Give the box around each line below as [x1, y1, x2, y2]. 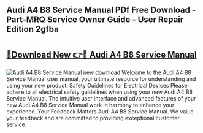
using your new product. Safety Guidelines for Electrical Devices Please [6, 82, 188, 89]
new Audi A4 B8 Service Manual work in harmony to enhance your [6, 101, 175, 108]
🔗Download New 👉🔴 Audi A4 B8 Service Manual [6, 49, 197, 60]
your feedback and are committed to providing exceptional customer [6, 115, 180, 121]
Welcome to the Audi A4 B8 [121, 69, 192, 76]
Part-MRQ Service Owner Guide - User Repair [6, 15, 184, 25]
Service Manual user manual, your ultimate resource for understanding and [6, 75, 196, 82]
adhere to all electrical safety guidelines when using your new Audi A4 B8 [6, 88, 193, 96]
